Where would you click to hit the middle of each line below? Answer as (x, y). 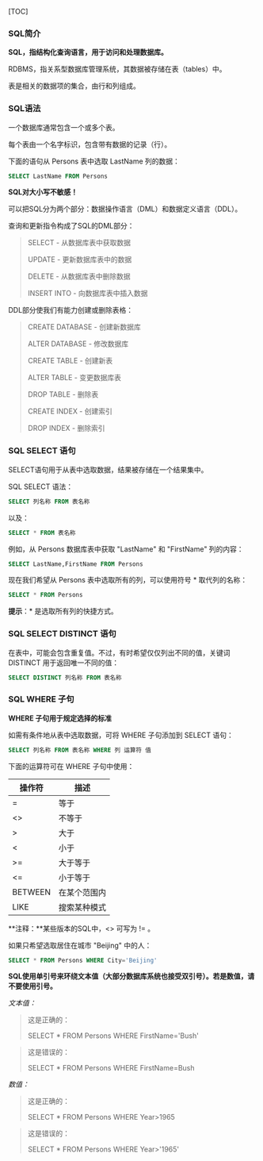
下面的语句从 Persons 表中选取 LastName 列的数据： (94, 161)
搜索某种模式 (82, 907)
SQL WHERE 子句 (41, 699)
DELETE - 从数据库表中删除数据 (79, 276)
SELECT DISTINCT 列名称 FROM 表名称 (65, 678)
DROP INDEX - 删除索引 (66, 429)
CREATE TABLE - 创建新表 (70, 361)
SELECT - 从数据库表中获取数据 (79, 243)
